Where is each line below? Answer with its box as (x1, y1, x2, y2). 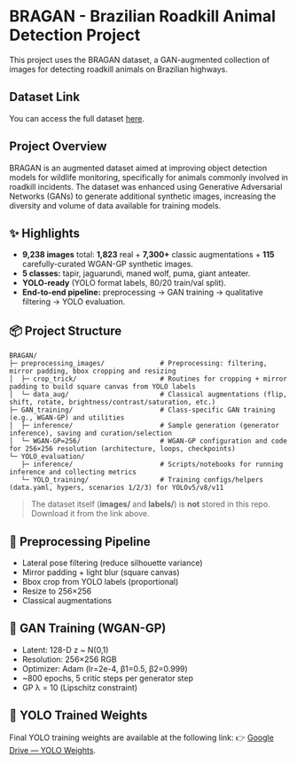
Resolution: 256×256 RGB (21, 654, 117, 665)
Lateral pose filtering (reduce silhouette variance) (21, 557, 203, 568)
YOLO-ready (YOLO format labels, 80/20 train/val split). (21, 278, 227, 288)
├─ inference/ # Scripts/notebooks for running (20, 460, 284, 469)
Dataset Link (9, 90, 81, 105)
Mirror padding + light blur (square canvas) (21, 567, 180, 578)
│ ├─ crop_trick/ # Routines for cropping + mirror (9, 374, 288, 383)
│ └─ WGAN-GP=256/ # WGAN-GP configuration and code (9, 437, 288, 445)
